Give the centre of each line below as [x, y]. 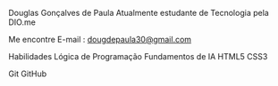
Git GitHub [28, 74]
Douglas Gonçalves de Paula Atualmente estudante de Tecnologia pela [139, 13]
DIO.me [22, 22]
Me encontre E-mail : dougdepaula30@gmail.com [100, 39]
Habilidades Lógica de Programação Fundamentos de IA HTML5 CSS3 [138, 56]
